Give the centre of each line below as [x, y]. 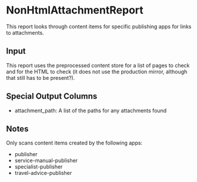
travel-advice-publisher [43, 173]
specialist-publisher [39, 167]
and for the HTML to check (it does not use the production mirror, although [97, 72]
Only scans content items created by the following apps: [74, 143]
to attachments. [25, 32]
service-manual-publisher [46, 161]
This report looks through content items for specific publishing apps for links [99, 26]
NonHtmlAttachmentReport [75, 10]
